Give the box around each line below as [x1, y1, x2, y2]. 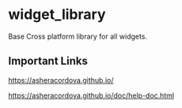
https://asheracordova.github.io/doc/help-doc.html [8, 91, 175, 100]
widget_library [8, 6, 106, 24]
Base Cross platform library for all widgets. [8, 32, 148, 41]
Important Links [8, 54, 89, 68]
